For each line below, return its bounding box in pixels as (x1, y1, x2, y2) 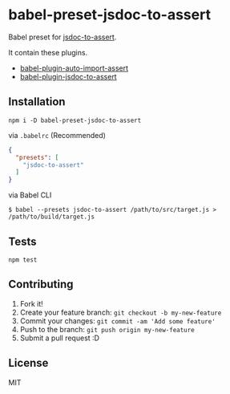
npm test (8, 255, 38, 264)
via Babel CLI (8, 190, 52, 200)
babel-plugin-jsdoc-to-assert (19, 71, 118, 81)
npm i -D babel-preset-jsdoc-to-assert (8, 116, 142, 124)
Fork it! (19, 299, 44, 308)
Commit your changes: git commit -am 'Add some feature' (19, 315, 216, 326)
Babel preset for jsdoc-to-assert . (8, 32, 117, 42)
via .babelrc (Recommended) (8, 130, 107, 140)
